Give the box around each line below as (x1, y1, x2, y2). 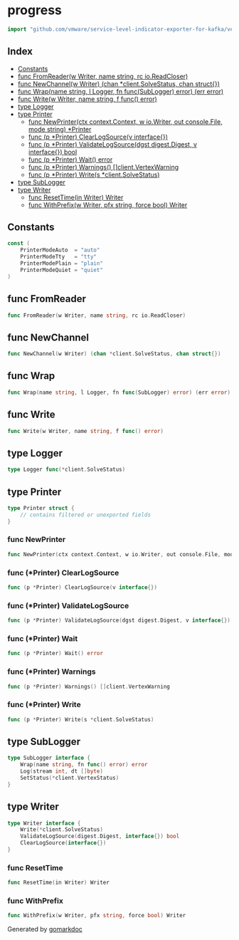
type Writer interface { (7, 820, 81, 827)
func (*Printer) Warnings (7, 667, 96, 677)
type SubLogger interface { (7, 754, 91, 762)
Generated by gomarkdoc (7, 925, 83, 934)
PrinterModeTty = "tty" (20, 254, 97, 261)
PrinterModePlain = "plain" (20, 260, 103, 267)
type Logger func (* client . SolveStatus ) (7, 466, 126, 474)
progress (7, 2, 62, 19)
